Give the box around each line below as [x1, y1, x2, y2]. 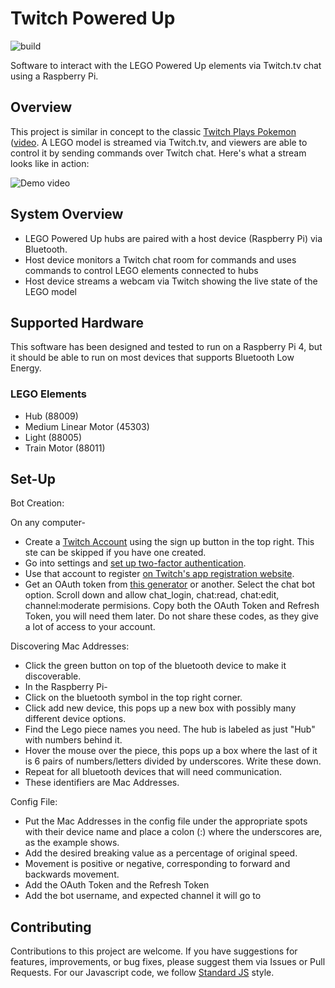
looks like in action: [10, 157, 90, 169]
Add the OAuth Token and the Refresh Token [24, 879, 210, 891]
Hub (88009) [24, 410, 79, 422]
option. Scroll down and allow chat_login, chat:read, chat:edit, [24, 589, 280, 601]
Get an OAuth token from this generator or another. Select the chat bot [24, 578, 316, 591]
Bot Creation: [10, 497, 65, 509]
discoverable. [24, 670, 82, 682]
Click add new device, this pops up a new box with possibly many [24, 702, 297, 714]
